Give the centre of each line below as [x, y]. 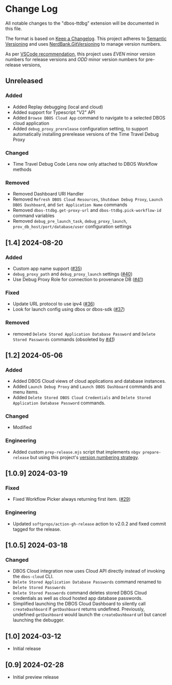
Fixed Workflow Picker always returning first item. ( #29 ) [72, 499]
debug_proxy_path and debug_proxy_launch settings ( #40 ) [72, 274]
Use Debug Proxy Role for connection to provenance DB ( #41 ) [78, 279]
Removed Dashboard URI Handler [48, 194]
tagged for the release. [37, 529]
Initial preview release [36, 677]
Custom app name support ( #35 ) [47, 268]
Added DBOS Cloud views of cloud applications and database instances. [89, 381]
